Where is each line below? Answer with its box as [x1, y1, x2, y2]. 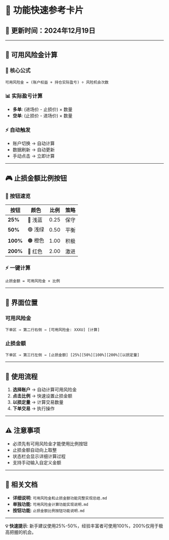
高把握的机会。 [5, 529, 36, 535]
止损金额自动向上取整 [12, 447, 57, 453]
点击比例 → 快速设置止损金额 [12, 393, 73, 399]
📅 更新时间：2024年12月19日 [5, 26, 96, 35]
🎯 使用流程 [5, 372, 38, 381]
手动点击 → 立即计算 [12, 153, 55, 159]
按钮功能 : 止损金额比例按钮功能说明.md [12, 507, 84, 513]
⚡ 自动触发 [5, 126, 31, 133]
